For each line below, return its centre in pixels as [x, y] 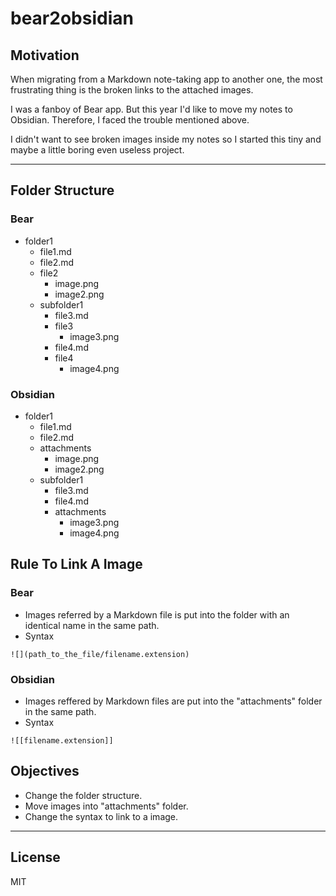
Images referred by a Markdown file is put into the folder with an [157, 614]
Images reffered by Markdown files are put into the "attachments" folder [173, 701]
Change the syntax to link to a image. [101, 816]
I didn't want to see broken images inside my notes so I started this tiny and [166, 139]
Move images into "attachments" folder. [106, 806]
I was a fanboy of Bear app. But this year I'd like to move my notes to [151, 109]
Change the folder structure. [83, 795]
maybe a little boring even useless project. [97, 150]
